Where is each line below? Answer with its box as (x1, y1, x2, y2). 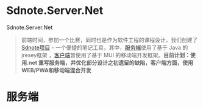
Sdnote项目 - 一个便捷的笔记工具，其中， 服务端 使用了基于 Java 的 (21, 44, 188, 51)
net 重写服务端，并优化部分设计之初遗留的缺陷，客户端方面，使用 (28, 59, 193, 66)
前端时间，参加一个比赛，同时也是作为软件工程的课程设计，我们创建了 (21, 36, 198, 43)
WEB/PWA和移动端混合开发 (21, 66, 91, 73)
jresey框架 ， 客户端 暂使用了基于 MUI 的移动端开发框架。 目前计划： (21, 51, 191, 58)
